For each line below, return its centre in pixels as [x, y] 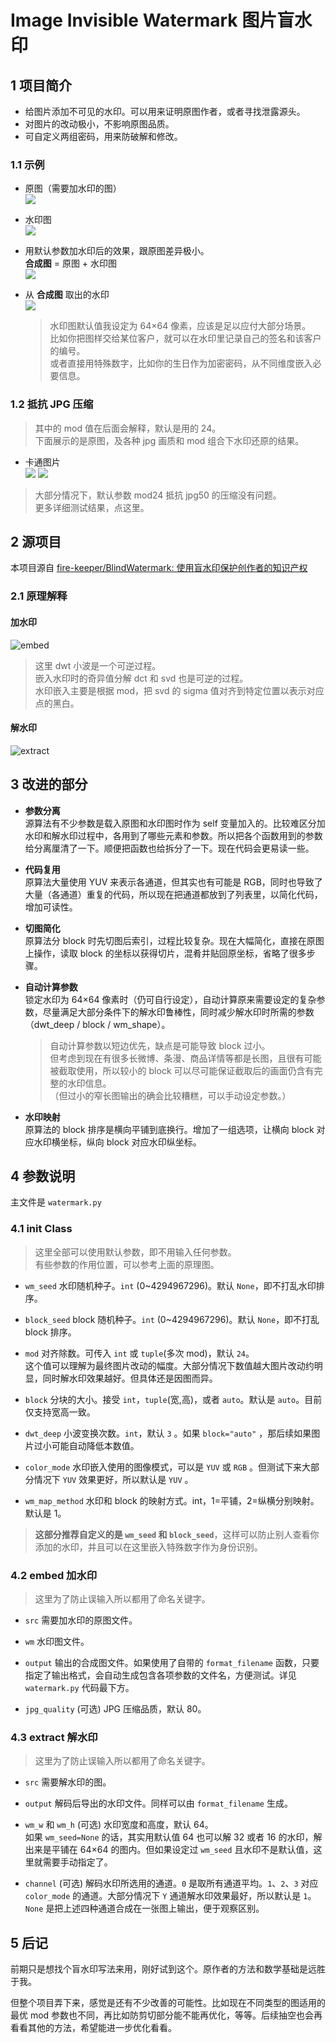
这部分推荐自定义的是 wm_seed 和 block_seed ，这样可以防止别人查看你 [177, 1534]
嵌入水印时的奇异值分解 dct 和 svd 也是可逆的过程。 [141, 678]
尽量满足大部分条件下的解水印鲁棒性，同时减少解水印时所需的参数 [178, 1012]
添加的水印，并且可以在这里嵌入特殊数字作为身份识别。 [148, 1547]
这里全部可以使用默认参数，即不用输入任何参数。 [135, 1252]
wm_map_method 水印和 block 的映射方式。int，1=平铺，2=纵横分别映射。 [172, 1500]
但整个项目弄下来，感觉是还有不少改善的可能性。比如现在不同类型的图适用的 [168, 2003]
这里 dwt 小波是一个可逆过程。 [98, 665]
